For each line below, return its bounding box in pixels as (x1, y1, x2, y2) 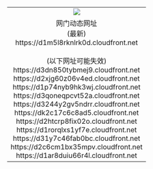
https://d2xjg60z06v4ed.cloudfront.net (13, 73, 140, 83)
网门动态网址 (55, 18, 98, 28)
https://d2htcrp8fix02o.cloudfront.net (16, 116, 138, 126)
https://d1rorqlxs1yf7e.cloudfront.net (16, 125, 137, 134)
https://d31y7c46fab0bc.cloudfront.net (12, 133, 141, 143)
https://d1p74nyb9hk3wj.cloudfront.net (12, 82, 141, 92)
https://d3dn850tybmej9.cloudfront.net (13, 65, 141, 75)
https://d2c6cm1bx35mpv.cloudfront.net (10, 142, 143, 151)
